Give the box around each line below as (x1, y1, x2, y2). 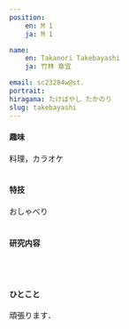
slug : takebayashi (9, 103, 77, 112)
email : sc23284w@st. (9, 78, 86, 87)
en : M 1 (25, 21, 53, 30)
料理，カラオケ (9, 153, 64, 164)
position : (9, 12, 46, 22)
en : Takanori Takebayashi (25, 54, 121, 63)
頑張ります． (9, 310, 56, 321)
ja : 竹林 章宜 (25, 62, 72, 71)
